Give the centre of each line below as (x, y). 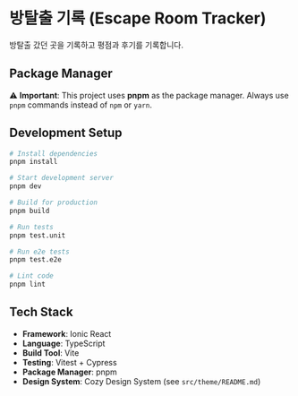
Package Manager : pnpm (70, 372)
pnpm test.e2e (36, 260)
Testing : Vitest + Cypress (70, 362)
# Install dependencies (54, 153)
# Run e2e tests (39, 252)
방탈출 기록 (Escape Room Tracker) (138, 18)
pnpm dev (26, 186)
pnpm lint (28, 284)
